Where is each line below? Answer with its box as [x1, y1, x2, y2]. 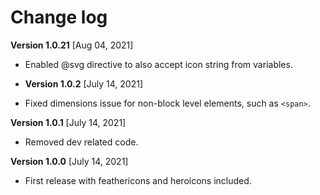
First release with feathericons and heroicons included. [24, 174, 252, 186]
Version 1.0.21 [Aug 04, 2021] [10, 39, 134, 51]
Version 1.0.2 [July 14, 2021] [24, 77, 144, 90]
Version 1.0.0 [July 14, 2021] [10, 155, 129, 167]
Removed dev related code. [24, 136, 139, 148]
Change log [10, 6, 108, 29]
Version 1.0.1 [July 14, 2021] [10, 116, 127, 128]
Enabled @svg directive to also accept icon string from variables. [24, 58, 293, 70]
